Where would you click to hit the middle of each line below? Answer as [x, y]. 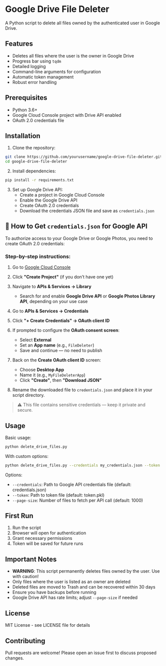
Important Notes [31, 559]
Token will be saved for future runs [48, 544]
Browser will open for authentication [49, 533]
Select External [36, 340]
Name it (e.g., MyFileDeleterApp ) [52, 375]
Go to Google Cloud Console [41, 267]
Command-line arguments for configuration [57, 72]
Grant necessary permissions [42, 538]
